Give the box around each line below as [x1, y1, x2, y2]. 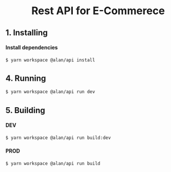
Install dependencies [5, 44, 58, 51]
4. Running [5, 74, 46, 84]
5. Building [5, 105, 45, 115]
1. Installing [5, 28, 48, 38]
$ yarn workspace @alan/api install [5, 57, 95, 63]
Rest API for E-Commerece [31, 4, 165, 18]
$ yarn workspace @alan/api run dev [5, 89, 95, 95]
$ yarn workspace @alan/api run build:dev [5, 134, 111, 141]
